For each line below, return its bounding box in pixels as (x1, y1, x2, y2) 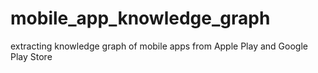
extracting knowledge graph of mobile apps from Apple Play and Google (10, 40, 308, 52)
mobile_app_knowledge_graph (10, 7, 271, 30)
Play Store (10, 50, 53, 62)
